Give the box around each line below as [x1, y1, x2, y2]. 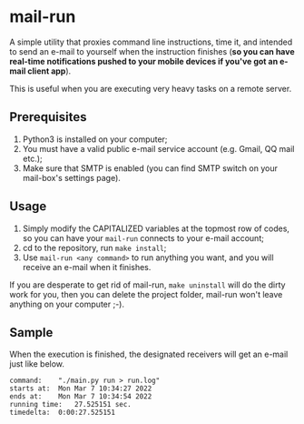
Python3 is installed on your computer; [22, 134, 168, 145]
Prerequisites [9, 109, 87, 125]
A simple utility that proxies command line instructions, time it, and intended [9, 36, 293, 47]
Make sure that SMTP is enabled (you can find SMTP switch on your [22, 162, 279, 174]
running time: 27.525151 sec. [9, 400, 132, 409]
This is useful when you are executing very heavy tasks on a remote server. [9, 83, 292, 94]
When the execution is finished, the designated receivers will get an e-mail [9, 348, 289, 360]
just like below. [9, 358, 65, 369]
